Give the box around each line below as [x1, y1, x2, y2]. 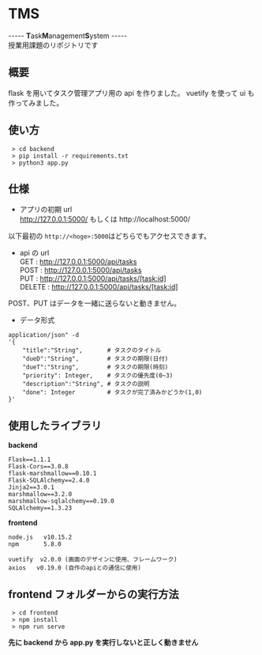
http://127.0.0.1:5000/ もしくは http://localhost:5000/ [19, 214, 191, 224]
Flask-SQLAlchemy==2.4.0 [8, 476, 90, 485]
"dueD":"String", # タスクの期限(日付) [22, 355, 169, 363]
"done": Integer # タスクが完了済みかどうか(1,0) [22, 388, 203, 396]
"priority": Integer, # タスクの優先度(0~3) [22, 372, 174, 380]
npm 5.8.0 [8, 540, 62, 548]
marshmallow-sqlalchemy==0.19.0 [8, 498, 114, 505]
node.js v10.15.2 [8, 533, 73, 542]
